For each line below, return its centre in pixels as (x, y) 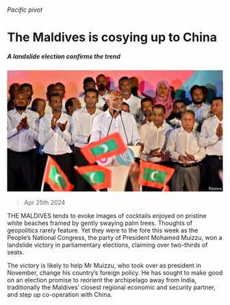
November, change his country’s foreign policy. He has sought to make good (115, 273)
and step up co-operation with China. (60, 295)
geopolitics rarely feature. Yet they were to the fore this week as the (103, 230)
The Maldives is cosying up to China (112, 37)
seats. (16, 252)
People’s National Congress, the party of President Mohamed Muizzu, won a (115, 238)
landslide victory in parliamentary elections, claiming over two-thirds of (107, 245)
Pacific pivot (25, 10)
